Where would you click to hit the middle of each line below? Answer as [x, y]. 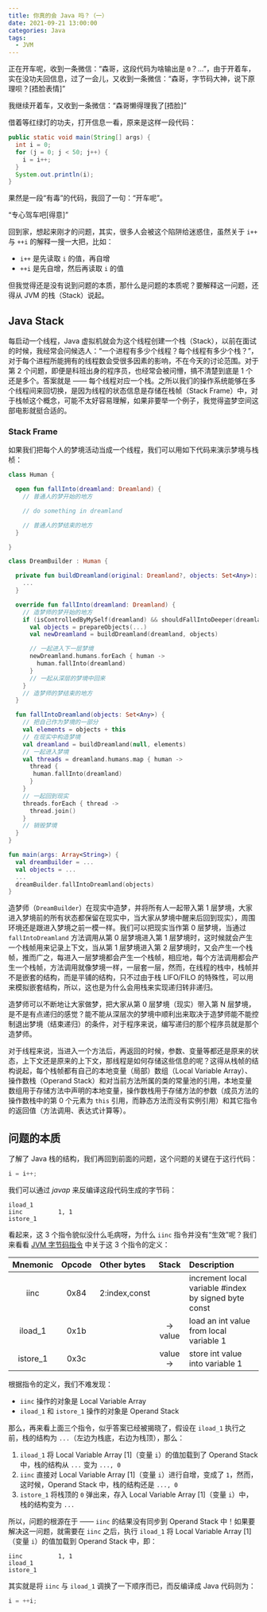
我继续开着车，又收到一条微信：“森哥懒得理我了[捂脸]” [97, 106]
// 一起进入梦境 [46, 752]
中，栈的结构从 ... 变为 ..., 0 [70, 1465]
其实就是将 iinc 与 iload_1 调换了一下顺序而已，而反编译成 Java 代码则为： [132, 1586]
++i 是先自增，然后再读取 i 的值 [72, 269]
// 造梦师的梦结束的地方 [58, 693]
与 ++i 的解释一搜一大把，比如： [61, 242]
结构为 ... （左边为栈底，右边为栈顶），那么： [110, 1438]
